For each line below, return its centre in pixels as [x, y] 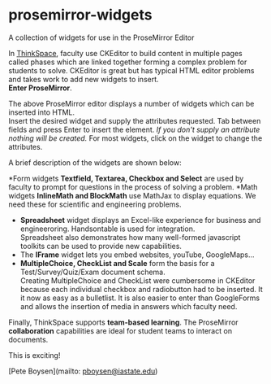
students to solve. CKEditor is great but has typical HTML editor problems [131, 70]
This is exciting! [34, 355]
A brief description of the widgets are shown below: [95, 162]
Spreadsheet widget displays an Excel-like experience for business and [140, 220]
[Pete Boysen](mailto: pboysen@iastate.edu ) [83, 371]
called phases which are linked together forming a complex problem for [128, 62]
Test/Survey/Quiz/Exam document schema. [92, 272]
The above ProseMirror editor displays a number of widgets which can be [131, 103]
